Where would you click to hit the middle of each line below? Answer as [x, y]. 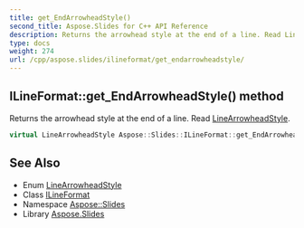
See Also [35, 163]
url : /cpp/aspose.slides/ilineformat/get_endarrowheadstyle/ [127, 60]
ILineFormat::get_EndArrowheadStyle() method [147, 96]
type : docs [30, 43]
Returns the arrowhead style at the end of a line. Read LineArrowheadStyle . [150, 118]
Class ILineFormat [56, 195]
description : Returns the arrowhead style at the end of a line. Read [145, 34]
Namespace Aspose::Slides [74, 204]
